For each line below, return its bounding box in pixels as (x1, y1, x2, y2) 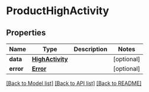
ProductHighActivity (6, 4, 109, 18)
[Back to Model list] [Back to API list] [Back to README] (6, 80, 142, 87)
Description (73, 45, 108, 53)
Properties (6, 28, 46, 38)
